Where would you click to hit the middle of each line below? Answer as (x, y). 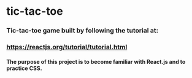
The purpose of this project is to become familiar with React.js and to (96, 61)
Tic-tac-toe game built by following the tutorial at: (82, 31)
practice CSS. (24, 68)
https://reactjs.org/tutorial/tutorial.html (67, 47)
